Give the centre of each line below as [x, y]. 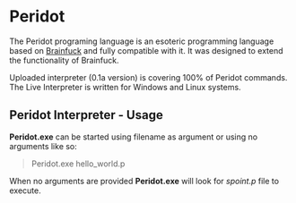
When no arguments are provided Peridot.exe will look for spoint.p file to [144, 181]
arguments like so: [44, 146]
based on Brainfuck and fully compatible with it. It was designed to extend [147, 50]
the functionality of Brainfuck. [64, 60]
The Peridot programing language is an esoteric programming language [142, 41]
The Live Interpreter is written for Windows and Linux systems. [125, 87]
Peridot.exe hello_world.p [78, 164]
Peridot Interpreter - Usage [86, 115]
